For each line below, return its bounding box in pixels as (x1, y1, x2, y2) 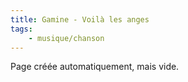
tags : (10, 24, 33, 34)
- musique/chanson (28, 33, 105, 43)
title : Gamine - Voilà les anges (10, 14, 150, 25)
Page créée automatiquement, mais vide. (10, 61, 180, 73)
